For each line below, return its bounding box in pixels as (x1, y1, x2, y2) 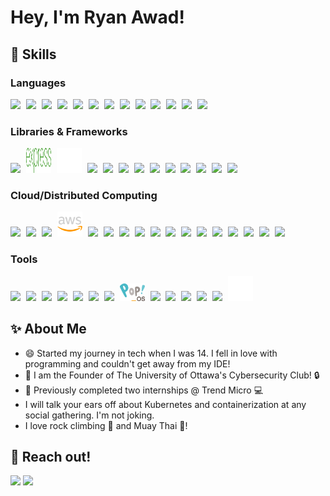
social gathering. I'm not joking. (24, 409, 155, 421)
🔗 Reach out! (10, 448, 92, 465)
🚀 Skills (10, 46, 57, 63)
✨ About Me (10, 321, 87, 338)
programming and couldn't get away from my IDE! (24, 357, 231, 370)
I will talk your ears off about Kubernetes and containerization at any (24, 398, 307, 410)
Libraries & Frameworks (10, 124, 128, 138)
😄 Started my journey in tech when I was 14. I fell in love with (24, 347, 278, 359)
